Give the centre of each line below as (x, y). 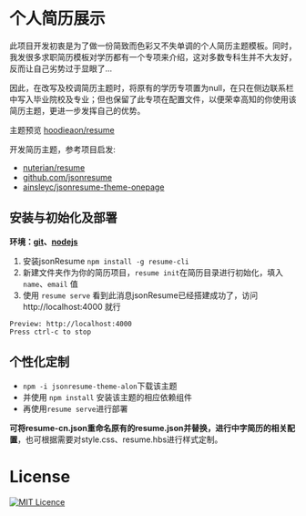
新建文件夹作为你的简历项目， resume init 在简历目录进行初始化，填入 (153, 272)
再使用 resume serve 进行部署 (75, 408)
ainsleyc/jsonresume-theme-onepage (93, 187)
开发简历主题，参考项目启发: (63, 149)
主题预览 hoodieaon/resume (62, 129)
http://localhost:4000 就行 (71, 306)
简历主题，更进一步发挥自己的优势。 (77, 110)
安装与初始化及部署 (63, 218)
